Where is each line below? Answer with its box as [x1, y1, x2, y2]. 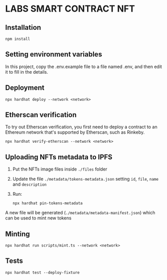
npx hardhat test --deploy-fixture [5, 270, 80, 275]
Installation [5, 23, 41, 32]
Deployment [5, 84, 45, 92]
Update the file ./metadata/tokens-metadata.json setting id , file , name [12, 176, 159, 182]
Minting [5, 230, 30, 238]
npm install [5, 36, 30, 41]
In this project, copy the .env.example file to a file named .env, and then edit [5, 64, 162, 70]
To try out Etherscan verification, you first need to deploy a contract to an [5, 124, 157, 130]
